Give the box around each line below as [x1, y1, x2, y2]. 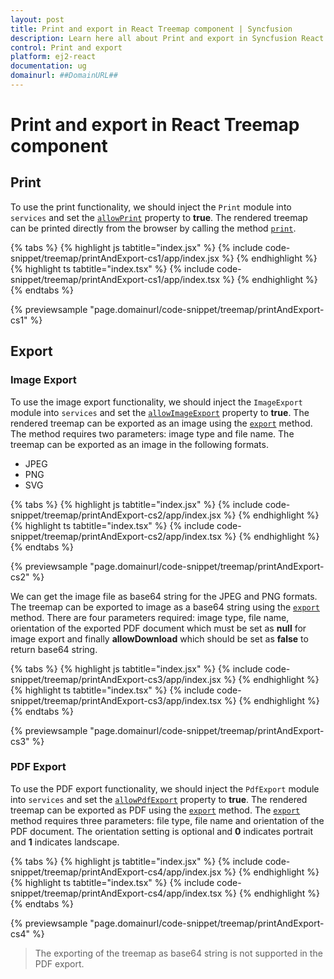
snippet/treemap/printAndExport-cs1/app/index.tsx [10, 273, 221, 285]
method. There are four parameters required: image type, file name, [10, 611, 290, 623]
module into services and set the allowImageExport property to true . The [10, 406, 310, 418]
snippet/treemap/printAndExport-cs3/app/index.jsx [10, 673, 222, 685]
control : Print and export [10, 42, 123, 53]
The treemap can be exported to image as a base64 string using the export [10, 601, 321, 613]
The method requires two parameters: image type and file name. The [10, 427, 295, 440]
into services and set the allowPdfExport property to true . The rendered [10, 793, 308, 805]
